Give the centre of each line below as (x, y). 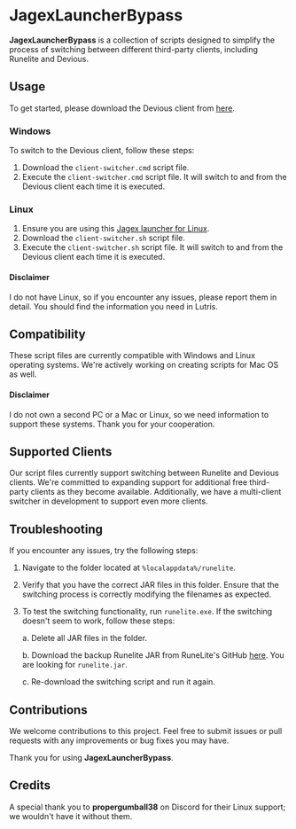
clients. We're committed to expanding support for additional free (129, 482)
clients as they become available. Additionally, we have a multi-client (156, 492)
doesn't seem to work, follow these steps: (98, 621)
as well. (23, 374)
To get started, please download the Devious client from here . (122, 108)
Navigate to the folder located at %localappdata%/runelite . (129, 567)
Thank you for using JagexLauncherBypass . (92, 758)
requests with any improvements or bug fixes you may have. (119, 740)
